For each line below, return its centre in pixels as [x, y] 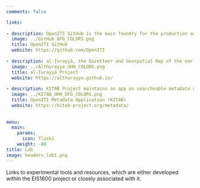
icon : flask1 [38, 139]
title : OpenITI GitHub [40, 45]
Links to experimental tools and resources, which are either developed [92, 172]
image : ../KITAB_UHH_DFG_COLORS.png [57, 95]
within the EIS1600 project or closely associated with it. [74, 178]
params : [26, 133]
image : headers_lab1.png [37, 155]
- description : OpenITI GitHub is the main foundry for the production [97, 33]
